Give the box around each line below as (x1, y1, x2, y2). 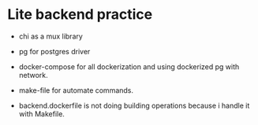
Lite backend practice (7, 6, 153, 24)
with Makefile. (18, 108, 65, 119)
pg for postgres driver (18, 46, 91, 56)
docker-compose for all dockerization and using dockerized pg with (18, 61, 240, 72)
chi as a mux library (18, 31, 84, 41)
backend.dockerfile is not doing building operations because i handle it (18, 101, 250, 110)
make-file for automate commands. (18, 85, 134, 95)
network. (18, 70, 48, 79)
